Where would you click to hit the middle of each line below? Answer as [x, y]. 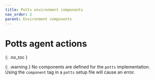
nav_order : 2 [19, 14]
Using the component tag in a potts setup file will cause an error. [70, 72]
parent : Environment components [39, 19]
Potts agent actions [46, 43]
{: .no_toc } [16, 57]
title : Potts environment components [44, 10]
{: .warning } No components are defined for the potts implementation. [78, 67]
